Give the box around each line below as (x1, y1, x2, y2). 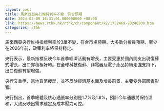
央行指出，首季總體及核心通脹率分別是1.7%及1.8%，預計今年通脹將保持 (5, 94, 149, 100)
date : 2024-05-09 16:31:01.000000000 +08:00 (5, 16, 97, 21)
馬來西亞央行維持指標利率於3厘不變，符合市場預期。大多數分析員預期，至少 (5, 39, 158, 45)
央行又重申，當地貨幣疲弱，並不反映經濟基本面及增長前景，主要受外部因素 (5, 78, 155, 84)
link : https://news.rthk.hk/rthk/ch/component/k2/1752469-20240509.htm (5, 20, 154, 26)
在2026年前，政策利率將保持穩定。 (5, 45, 76, 51)
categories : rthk (5, 25, 41, 30)
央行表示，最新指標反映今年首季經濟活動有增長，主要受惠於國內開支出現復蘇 (5, 55, 159, 61)
